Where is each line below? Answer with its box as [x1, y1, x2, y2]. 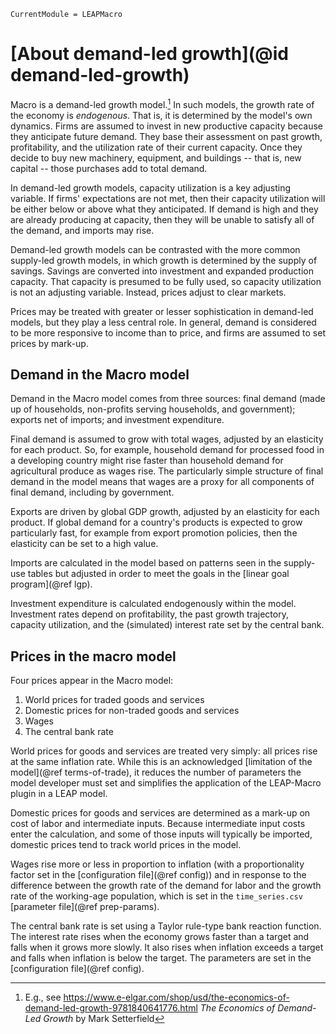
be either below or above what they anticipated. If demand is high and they [10, 203, 319, 215]
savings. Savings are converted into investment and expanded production [10, 265, 314, 277]
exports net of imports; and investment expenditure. [10, 414, 225, 426]
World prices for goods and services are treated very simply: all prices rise [10, 745, 318, 757]
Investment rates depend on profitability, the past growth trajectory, [10, 608, 289, 620]
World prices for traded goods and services [24, 694, 205, 706]
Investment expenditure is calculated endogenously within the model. [10, 598, 297, 610]
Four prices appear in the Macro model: [10, 675, 174, 687]
